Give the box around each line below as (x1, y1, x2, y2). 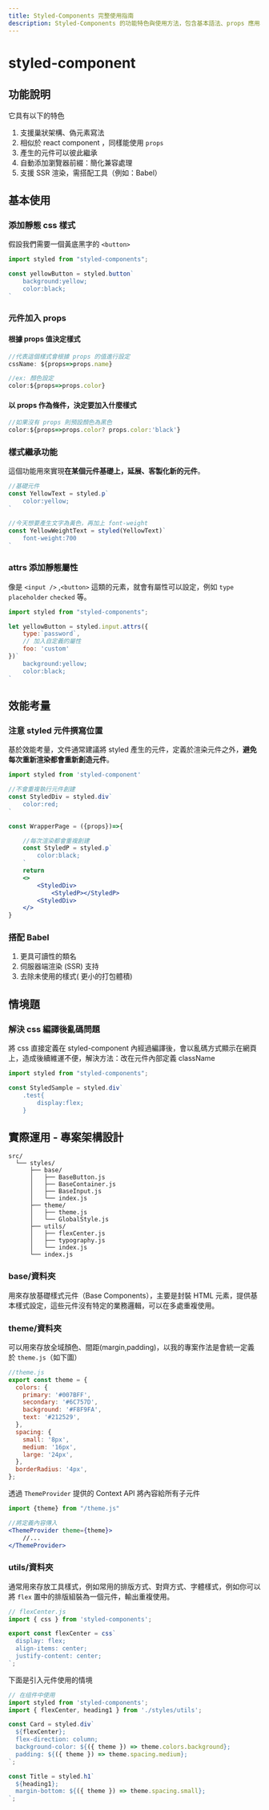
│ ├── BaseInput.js (29, 1188, 102, 1196)
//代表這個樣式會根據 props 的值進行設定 (8, 353, 130, 361)
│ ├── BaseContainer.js (29, 1180, 116, 1188)
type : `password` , (22, 630, 81, 638)
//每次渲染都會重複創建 (22, 837, 90, 845)
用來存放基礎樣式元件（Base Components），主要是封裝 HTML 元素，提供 (8, 1290, 251, 1300)
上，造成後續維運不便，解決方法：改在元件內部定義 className (8, 1054, 215, 1063)
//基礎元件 (8, 483, 40, 491)
